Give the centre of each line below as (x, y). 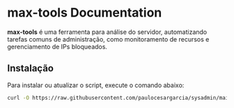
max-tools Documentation (85, 13)
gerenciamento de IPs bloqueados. (57, 46)
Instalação (31, 68)
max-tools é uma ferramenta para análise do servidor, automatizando (107, 32)
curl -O (18, 98)
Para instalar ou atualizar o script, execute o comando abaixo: (96, 85)
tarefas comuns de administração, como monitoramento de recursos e (108, 39)
